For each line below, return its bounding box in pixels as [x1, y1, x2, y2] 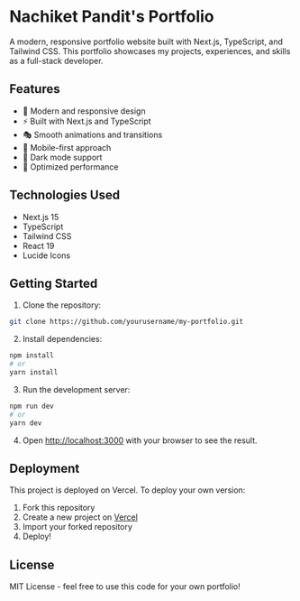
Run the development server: [22, 384, 131, 394]
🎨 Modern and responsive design [22, 106, 146, 116]
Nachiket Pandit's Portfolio [9, 6, 214, 27]
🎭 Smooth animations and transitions [22, 129, 163, 140]
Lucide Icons [22, 250, 70, 261]
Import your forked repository [22, 522, 133, 532]
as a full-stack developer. [9, 55, 104, 66]
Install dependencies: [22, 334, 103, 345]
